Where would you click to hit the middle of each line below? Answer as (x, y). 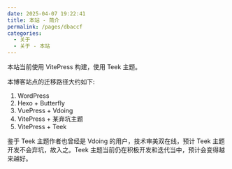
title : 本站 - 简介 (34, 20)
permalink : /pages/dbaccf (45, 27)
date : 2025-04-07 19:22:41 (46, 14)
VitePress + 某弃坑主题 (50, 119)
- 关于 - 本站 (32, 46)
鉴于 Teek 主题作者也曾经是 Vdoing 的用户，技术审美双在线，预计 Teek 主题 (116, 141)
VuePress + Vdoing (45, 110)
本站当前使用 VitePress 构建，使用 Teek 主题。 (74, 67)
